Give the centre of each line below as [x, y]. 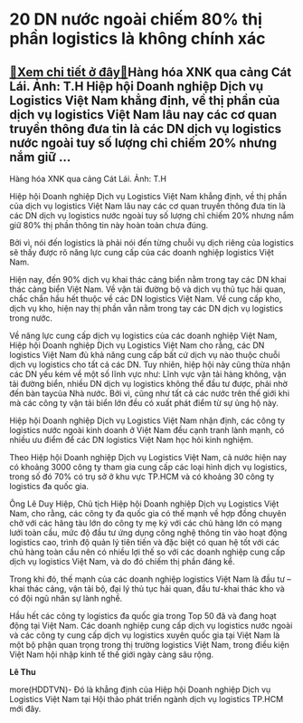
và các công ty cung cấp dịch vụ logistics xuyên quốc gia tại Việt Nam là [145, 635]
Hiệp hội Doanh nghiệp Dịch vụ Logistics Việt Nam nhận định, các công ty [147, 420]
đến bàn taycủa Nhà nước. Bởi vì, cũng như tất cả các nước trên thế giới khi [150, 393]
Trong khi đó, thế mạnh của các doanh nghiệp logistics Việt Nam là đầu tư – [150, 579]
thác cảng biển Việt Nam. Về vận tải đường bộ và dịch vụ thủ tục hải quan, [147, 289]
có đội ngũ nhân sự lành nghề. [66, 598]
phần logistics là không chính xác [137, 39]
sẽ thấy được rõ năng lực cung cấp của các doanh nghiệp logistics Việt [142, 252]
